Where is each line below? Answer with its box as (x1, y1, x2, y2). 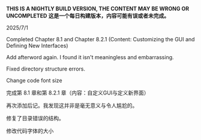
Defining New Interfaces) (6, 42, 68, 49)
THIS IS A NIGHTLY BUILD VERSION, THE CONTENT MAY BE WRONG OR (6, 5, 190, 12)
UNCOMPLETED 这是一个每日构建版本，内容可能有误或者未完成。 (6, 12, 170, 19)
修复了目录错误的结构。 (6, 115, 64, 121)
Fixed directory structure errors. (6, 65, 86, 72)
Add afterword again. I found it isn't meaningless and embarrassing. (6, 54, 174, 60)
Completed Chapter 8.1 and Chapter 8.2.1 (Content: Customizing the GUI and (6, 36, 195, 42)
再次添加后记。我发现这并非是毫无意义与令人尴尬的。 (6, 102, 138, 109)
